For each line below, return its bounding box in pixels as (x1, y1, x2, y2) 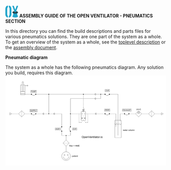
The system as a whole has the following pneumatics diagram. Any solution (5, 65, 164, 70)
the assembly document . (5, 45, 58, 50)
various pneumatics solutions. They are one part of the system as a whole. (5, 34, 162, 39)
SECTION (5, 18, 26, 24)
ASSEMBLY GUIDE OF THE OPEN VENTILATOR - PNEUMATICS (19, 13, 153, 18)
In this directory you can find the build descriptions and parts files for (5, 28, 151, 34)
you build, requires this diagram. (5, 70, 73, 76)
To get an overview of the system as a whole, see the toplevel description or (5, 39, 166, 45)
